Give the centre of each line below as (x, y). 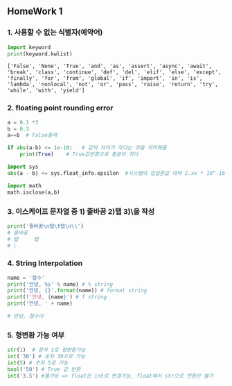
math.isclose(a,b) (34, 192)
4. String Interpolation (45, 263)
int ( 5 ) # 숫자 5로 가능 (38, 363)
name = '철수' (26, 278)
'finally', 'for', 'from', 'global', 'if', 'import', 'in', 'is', (105, 78)
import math (24, 186)
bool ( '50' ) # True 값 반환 (44, 369)
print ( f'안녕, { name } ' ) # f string (57, 297)
